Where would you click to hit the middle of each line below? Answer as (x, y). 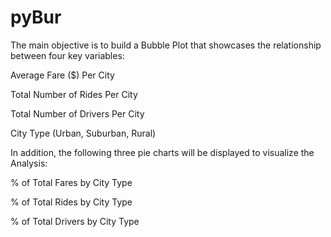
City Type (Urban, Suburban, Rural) (83, 133)
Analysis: (29, 163)
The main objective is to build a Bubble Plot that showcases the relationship (166, 45)
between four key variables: (67, 55)
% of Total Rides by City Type (71, 202)
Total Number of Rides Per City (74, 94)
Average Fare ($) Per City (62, 75)
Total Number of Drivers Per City (77, 113)
